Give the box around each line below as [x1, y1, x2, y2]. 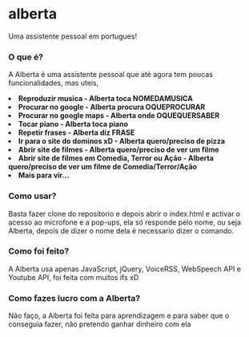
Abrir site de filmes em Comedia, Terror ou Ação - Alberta [18, 153, 215, 163]
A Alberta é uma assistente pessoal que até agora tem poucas [8, 70, 214, 79]
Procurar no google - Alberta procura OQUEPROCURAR [18, 102, 206, 112]
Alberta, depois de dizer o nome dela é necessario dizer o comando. [8, 225, 235, 235]
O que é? [8, 51, 44, 63]
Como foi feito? [8, 246, 70, 257]
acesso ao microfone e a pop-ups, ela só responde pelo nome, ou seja [8, 217, 242, 227]
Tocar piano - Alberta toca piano [18, 120, 129, 129]
